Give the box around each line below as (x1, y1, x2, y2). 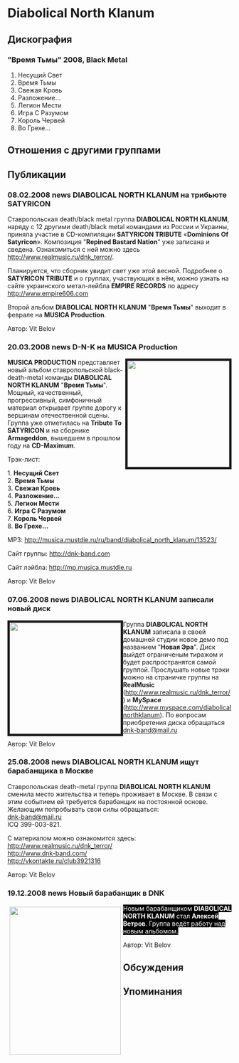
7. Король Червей (7, 514, 62, 523)
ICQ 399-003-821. (7, 820, 62, 828)
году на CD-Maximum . (7, 441, 76, 450)
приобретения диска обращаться (123, 718, 225, 726)
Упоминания (123, 985, 183, 998)
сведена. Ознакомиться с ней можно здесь (7, 245, 140, 253)
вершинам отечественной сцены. (7, 411, 110, 420)
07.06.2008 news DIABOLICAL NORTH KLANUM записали (7, 595, 214, 605)
